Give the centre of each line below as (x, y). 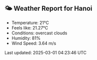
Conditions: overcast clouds (39, 33)
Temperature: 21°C (30, 22)
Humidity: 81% (26, 38)
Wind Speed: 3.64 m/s (34, 43)
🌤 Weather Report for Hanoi (48, 8)
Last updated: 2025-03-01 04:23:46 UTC (46, 52)
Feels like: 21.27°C (30, 28)
